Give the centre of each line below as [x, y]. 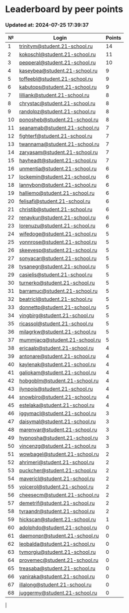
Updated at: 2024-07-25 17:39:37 [47, 25]
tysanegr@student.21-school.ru [57, 267]
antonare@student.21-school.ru [57, 356]
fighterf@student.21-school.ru [56, 136]
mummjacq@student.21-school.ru [60, 340]
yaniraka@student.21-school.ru [57, 577]
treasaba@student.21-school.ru [57, 568]
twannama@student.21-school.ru [59, 144]
